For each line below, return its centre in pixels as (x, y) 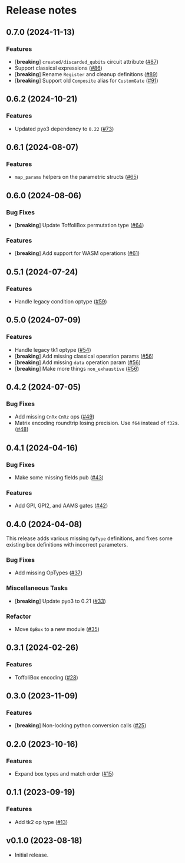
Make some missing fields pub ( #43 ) (59, 477)
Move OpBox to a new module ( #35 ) (57, 629)
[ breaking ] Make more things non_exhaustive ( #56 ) (77, 368)
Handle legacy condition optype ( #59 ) (61, 301)
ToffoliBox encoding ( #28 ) (46, 677)
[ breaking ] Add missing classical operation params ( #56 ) (84, 356)
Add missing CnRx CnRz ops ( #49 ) (54, 417)
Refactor (19, 616)
